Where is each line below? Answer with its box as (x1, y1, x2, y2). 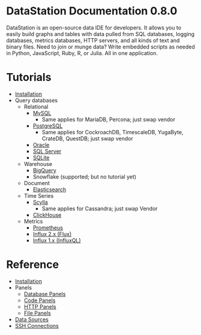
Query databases (14, 96, 58, 104)
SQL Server (32, 147, 62, 155)
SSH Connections (14, 322, 59, 329)
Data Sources (14, 316, 49, 323)
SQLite (32, 154, 50, 161)
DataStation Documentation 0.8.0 (6, 4, 178, 18)
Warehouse (23, 160, 53, 167)
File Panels (23, 309, 51, 316)
